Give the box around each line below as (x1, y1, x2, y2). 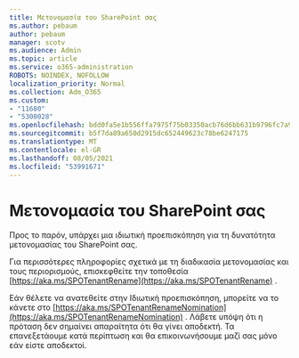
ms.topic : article (9, 54, 77, 63)
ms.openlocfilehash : (9, 121, 86, 130)
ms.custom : (9, 95, 50, 105)
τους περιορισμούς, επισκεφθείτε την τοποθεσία (9, 266, 189, 277)
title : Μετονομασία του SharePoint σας (9, 12, 158, 22)
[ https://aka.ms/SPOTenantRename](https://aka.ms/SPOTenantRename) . (9, 275, 278, 286)
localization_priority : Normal (9, 79, 125, 88)
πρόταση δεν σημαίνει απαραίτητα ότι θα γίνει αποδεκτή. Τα (9, 321, 235, 332)
